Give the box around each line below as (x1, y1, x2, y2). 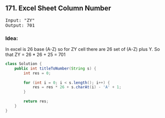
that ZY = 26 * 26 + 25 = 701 (5, 51, 66, 57)
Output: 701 (5, 22, 35, 28)
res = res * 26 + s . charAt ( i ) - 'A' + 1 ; (32, 85, 122, 90)
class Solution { (5, 62, 42, 67)
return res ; (23, 99, 49, 104)
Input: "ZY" (5, 17, 35, 23)
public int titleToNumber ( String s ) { (14, 66, 96, 71)
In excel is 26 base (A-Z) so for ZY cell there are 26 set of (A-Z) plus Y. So (5, 46, 160, 52)
